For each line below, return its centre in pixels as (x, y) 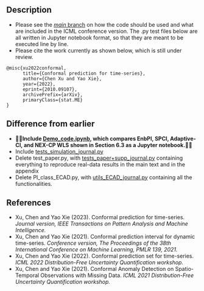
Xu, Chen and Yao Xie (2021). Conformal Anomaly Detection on (94, 269)
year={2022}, (39, 84)
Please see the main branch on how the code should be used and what (104, 24)
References (29, 203)
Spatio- (184, 269)
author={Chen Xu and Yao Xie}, (62, 78)
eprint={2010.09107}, (50, 89)
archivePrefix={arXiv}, (53, 94)
